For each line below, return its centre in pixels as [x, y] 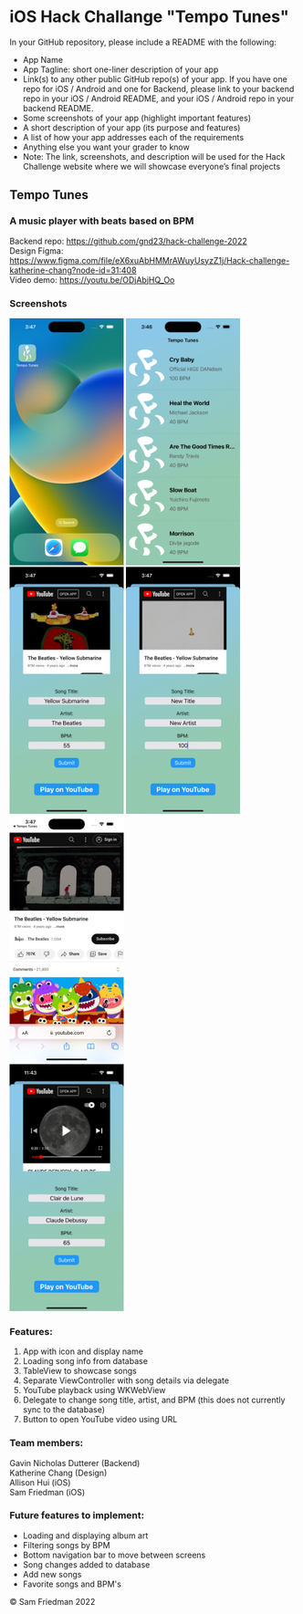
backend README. [58, 108]
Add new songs [52, 1574]
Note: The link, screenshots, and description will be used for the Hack [154, 156]
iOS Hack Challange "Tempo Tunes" [149, 17]
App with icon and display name [83, 1351]
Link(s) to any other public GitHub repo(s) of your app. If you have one [155, 78]
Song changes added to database [86, 1564]
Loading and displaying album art [85, 1536]
